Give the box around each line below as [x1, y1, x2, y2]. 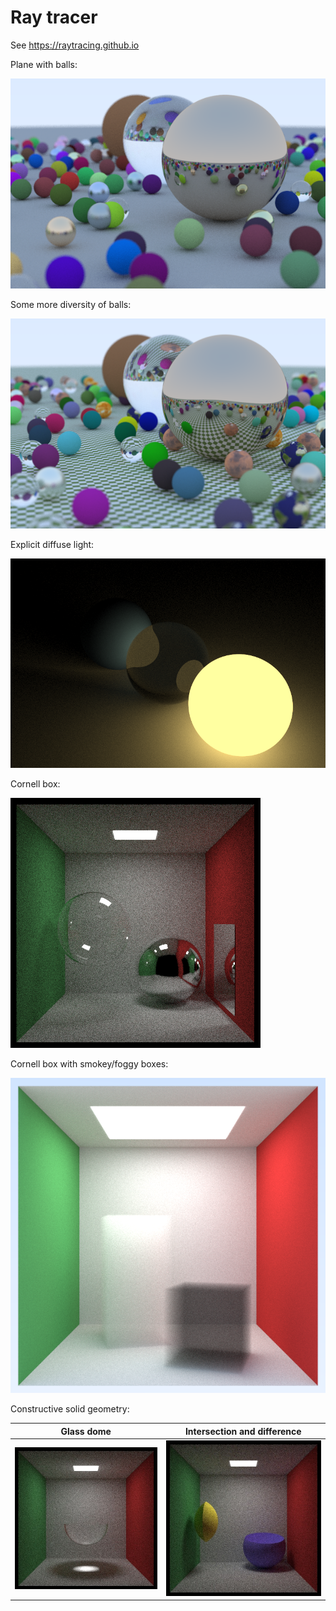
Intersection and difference [184, 1425, 302, 1437]
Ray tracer [10, 6, 98, 29]
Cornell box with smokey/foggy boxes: [10, 1058, 169, 1070]
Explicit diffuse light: [10, 538, 95, 550]
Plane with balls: [10, 58, 78, 70]
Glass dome [60, 1425, 112, 1437]
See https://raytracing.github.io [10, 39, 140, 51]
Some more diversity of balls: [10, 298, 132, 310]
